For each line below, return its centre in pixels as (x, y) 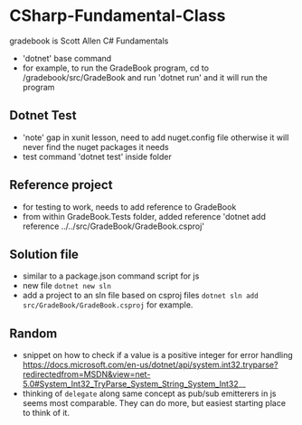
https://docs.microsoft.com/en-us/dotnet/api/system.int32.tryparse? (150, 365)
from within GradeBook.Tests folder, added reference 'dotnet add (144, 216)
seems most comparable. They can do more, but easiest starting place (154, 403)
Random (33, 333)
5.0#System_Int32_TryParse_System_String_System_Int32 (130, 384)
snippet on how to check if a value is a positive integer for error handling (158, 355)
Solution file (44, 254)
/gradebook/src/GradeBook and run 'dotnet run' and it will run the (145, 77)
